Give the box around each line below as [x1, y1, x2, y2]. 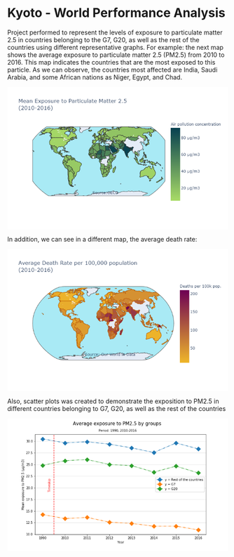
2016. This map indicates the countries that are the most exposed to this [7, 58, 216, 66]
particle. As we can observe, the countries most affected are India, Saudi [7, 65, 218, 74]
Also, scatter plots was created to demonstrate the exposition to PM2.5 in [7, 397, 219, 405]
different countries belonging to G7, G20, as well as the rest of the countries [7, 404, 226, 412]
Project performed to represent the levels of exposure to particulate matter [7, 28, 223, 37]
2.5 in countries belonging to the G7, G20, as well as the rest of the [7, 35, 200, 44]
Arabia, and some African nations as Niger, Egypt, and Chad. [7, 72, 183, 81]
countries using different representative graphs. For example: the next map [7, 43, 224, 51]
